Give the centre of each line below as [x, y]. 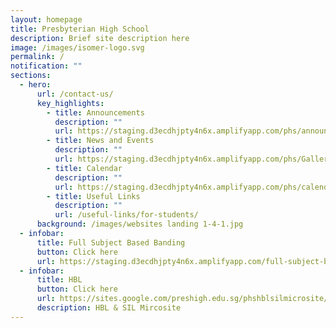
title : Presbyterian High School [80, 29]
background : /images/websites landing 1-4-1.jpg [140, 224]
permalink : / [37, 57]
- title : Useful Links [93, 196]
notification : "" [46, 66]
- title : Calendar [84, 168]
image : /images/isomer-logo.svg [77, 47]
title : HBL [59, 280]
